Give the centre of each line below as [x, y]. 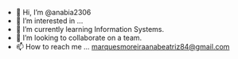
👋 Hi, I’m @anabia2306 [53, 12]
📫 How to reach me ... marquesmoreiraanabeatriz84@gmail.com [123, 47]
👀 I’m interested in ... [49, 21]
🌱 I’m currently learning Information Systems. [90, 29]
